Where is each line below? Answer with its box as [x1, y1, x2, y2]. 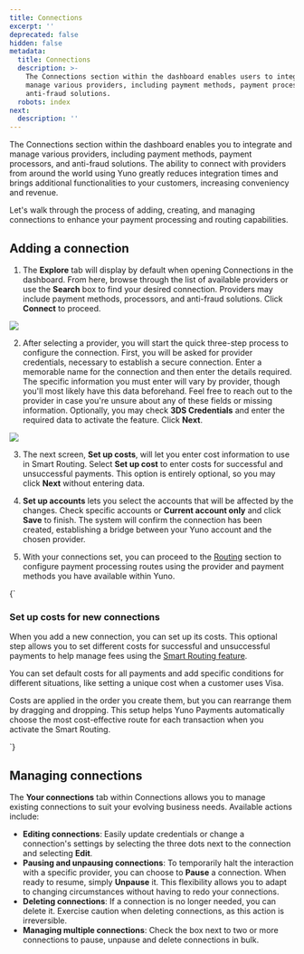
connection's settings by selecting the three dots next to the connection [22, 838, 291, 849]
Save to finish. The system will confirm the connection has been [22, 514, 262, 525]
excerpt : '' [9, 22, 54, 31]
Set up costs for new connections [9, 610, 160, 623]
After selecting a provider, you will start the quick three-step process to [22, 337, 290, 348]
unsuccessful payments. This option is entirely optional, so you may [22, 468, 276, 479]
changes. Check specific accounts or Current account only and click [22, 504, 282, 516]
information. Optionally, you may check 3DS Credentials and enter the [22, 405, 285, 415]
